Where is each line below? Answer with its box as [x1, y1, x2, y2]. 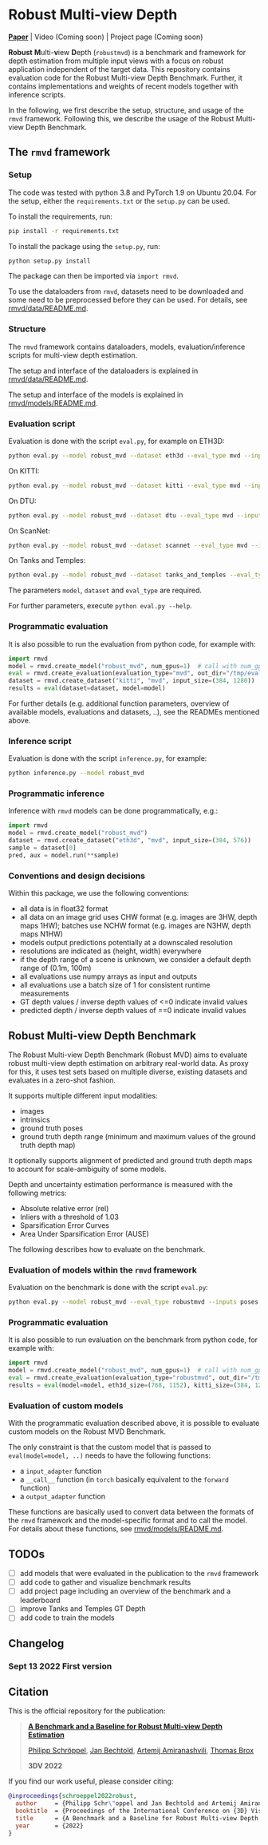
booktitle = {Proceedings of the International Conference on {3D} [15, 1807, 248, 1815]
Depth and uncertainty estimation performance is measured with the [8, 1179, 234, 1189]
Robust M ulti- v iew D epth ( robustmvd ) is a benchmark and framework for [8, 47, 246, 57]
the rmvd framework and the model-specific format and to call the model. [8, 1515, 247, 1526]
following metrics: [8, 1188, 67, 1198]
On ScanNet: [8, 525, 50, 536]
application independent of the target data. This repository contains [8, 64, 231, 73]
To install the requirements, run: [8, 212, 113, 221]
